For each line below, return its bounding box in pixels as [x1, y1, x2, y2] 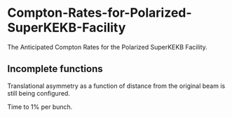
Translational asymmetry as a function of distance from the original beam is [7, 82, 226, 90]
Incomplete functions [7, 63, 103, 75]
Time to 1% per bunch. [7, 103, 73, 111]
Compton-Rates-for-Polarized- [7, 5, 192, 21]
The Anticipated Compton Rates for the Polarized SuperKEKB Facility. [7, 43, 208, 51]
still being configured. [7, 89, 70, 97]
